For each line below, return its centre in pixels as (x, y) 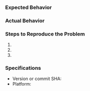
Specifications (23, 68)
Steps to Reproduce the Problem (45, 34)
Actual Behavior (25, 20)
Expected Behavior (29, 7)
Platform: (22, 84)
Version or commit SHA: (37, 79)
